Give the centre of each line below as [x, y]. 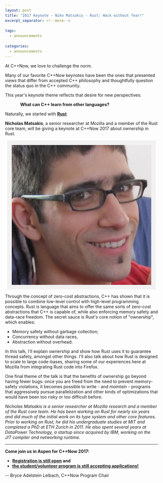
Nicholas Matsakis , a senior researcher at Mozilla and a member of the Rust [81, 123]
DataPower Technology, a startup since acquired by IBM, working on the [78, 432]
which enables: [20, 322]
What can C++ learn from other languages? [65, 104]
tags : [10, 31]
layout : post [18, 10]
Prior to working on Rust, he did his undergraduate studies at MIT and [75, 422]
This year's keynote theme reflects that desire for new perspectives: [73, 95]
